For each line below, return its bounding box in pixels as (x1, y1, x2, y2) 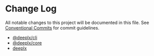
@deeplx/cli (12, 34, 38, 40)
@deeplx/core (12, 39, 42, 45)
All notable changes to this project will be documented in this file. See (5, 19, 149, 25)
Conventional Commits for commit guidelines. (5, 24, 99, 30)
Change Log (5, 3, 57, 14)
